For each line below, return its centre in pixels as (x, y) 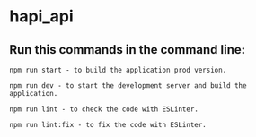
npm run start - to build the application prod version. (118, 70)
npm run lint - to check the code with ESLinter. (104, 109)
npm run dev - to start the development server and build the (128, 86)
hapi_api (41, 17)
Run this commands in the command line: (128, 50)
